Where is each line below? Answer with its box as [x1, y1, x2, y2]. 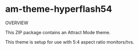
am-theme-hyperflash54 [5, 3, 112, 15]
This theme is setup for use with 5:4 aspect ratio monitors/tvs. [5, 39, 134, 45]
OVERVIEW [5, 20, 29, 26]
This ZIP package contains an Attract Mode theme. [5, 29, 111, 35]
